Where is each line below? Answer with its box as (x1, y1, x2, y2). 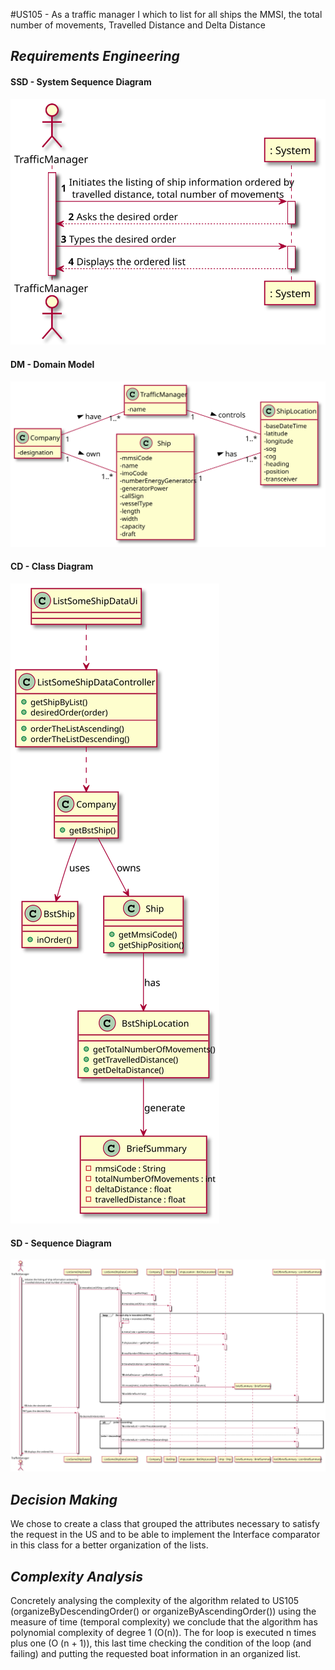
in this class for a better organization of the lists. (10, 1539, 209, 1551)
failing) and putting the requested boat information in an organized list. (10, 1647, 302, 1659)
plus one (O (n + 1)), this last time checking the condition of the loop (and (10, 1637, 312, 1649)
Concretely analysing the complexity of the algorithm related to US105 (10, 1594, 300, 1606)
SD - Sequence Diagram (10, 1237, 112, 1249)
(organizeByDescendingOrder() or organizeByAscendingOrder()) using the (10, 1605, 317, 1617)
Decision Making (10, 1491, 118, 1508)
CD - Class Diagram (10, 560, 94, 573)
